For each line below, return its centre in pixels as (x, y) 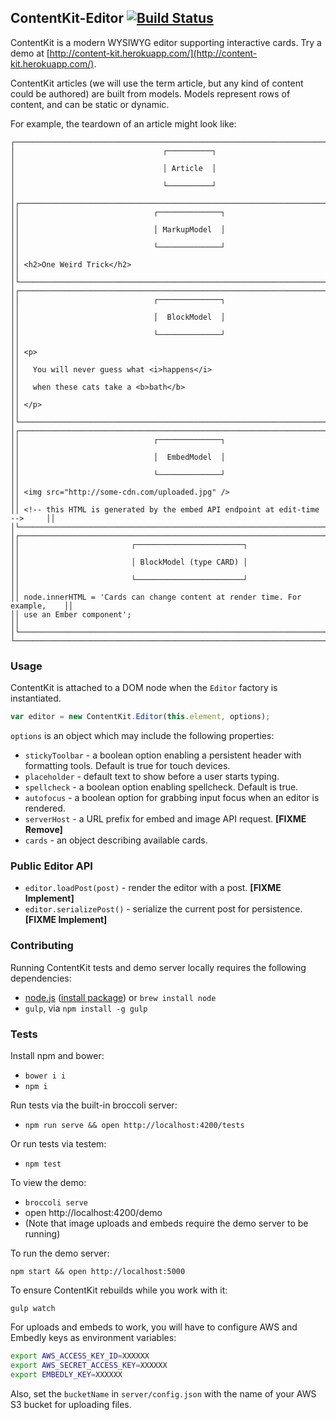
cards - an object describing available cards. (116, 840)
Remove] (43, 829)
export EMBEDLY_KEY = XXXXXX (66, 1374)
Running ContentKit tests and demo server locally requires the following (158, 967)
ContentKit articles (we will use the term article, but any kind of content (157, 83)
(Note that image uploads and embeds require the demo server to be (166, 1223)
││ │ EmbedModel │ (118, 457)
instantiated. (36, 698)
